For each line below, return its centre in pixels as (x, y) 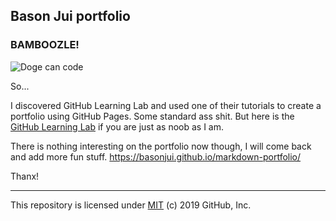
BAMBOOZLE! (45, 45)
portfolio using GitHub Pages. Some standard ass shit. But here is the (152, 116)
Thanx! (25, 176)
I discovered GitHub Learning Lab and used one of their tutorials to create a (166, 105)
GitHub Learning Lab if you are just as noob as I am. (117, 126)
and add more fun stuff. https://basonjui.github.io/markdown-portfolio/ (156, 156)
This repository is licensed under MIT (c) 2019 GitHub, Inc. (131, 205)
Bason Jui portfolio (70, 16)
